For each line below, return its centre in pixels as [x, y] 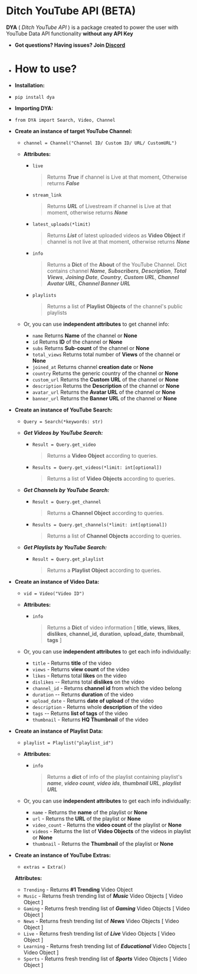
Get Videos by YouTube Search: [63, 432]
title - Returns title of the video [72, 663]
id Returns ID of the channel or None [77, 342]
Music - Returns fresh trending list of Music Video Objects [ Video [103, 896]
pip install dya [35, 97]
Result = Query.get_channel [67, 502]
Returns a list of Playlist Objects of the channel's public [115, 306]
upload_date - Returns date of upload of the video [93, 700]
